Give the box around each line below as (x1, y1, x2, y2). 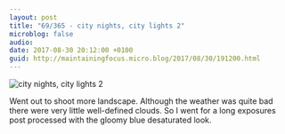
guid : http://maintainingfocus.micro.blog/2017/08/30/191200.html (9, 54, 261, 63)
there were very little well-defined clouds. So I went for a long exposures (9, 106, 276, 115)
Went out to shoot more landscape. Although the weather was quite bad (9, 96, 273, 106)
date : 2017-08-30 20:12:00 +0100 (9, 46, 134, 55)
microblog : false (9, 29, 74, 38)
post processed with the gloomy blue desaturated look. (9, 114, 212, 125)
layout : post (9, 12, 58, 22)
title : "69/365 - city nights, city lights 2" (9, 21, 185, 30)
